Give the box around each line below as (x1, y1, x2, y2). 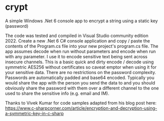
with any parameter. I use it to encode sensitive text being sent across (5, 53, 148, 59)
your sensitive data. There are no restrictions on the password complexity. (5, 69, 157, 75)
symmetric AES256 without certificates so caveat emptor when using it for (5, 64, 157, 70)
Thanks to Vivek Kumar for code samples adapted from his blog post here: (5, 100, 157, 106)
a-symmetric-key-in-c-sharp (5, 110, 64, 116)
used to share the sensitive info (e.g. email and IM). (5, 90, 110, 96)
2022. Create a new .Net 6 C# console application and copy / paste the (5, 38, 150, 43)
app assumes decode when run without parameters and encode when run (5, 48, 156, 54)
